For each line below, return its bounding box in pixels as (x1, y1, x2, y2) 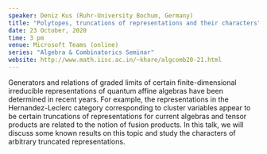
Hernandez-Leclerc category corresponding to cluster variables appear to (8, 102, 251, 112)
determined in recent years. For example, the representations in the (8, 94, 229, 104)
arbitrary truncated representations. (8, 137, 126, 146)
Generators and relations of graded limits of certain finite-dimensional (8, 77, 237, 87)
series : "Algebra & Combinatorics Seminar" (8, 48, 155, 56)
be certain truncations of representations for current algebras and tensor (8, 111, 247, 121)
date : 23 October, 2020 (8, 26, 87, 34)
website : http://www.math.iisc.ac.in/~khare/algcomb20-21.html (8, 56, 222, 64)
